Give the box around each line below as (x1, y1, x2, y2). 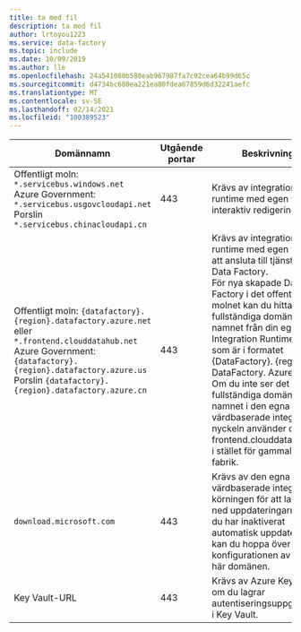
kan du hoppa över (211, 538, 291, 550)
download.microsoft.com (13, 516, 116, 527)
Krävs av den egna (211, 471, 291, 483)
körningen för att (211, 493, 282, 506)
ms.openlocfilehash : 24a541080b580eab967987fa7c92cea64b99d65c (9, 72, 251, 81)
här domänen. (211, 560, 271, 573)
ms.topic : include (9, 47, 78, 56)
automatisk (211, 526, 258, 539)
